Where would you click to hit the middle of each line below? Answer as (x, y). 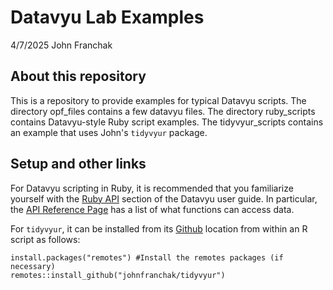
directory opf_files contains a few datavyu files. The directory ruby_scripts (163, 111)
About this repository (78, 76)
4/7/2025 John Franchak (61, 45)
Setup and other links (78, 164)
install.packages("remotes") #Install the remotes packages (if (147, 257)
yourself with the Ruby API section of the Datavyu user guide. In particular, (164, 198)
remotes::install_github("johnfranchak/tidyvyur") (118, 275)
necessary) (33, 266)
